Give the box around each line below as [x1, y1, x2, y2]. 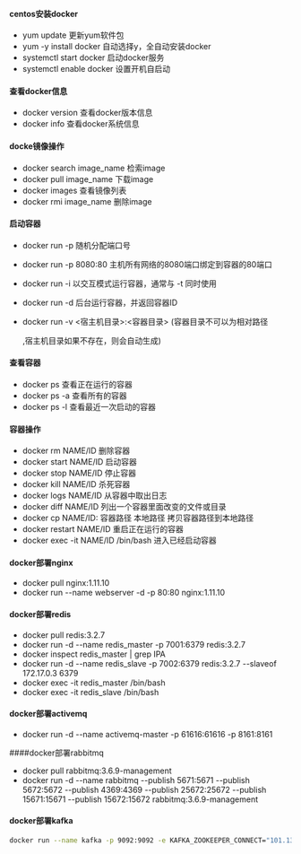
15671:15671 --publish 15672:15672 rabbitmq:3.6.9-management [21, 794, 258, 805]
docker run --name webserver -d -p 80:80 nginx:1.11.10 [21, 588, 226, 598]
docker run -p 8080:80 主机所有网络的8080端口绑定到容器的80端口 [21, 258, 273, 269]
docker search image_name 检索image [21, 162, 166, 173]
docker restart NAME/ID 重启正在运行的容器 [21, 524, 184, 535]
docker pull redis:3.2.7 [21, 629, 106, 640]
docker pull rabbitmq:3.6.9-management [21, 765, 172, 776]
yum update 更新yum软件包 [21, 30, 125, 40]
